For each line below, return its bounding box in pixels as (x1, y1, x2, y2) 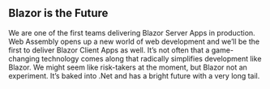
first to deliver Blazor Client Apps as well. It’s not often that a (8, 44, 210, 55)
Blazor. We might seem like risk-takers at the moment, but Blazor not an (8, 62, 247, 72)
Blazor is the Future (8, 6, 109, 20)
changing (8, 53, 41, 63)
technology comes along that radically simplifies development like (41, 53, 262, 63)
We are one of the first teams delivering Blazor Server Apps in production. (8, 28, 255, 37)
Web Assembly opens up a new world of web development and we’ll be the (8, 36, 260, 46)
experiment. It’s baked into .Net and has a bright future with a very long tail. (8, 70, 260, 80)
